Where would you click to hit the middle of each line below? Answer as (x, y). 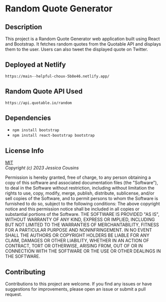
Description (24, 27)
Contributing (25, 272)
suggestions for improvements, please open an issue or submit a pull (76, 289)
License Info (25, 151)
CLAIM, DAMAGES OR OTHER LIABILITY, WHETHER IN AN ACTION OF (77, 241)
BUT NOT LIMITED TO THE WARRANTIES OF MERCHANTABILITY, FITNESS (82, 225)
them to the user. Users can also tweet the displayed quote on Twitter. (77, 49)
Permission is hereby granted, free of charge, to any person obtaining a (78, 177)
